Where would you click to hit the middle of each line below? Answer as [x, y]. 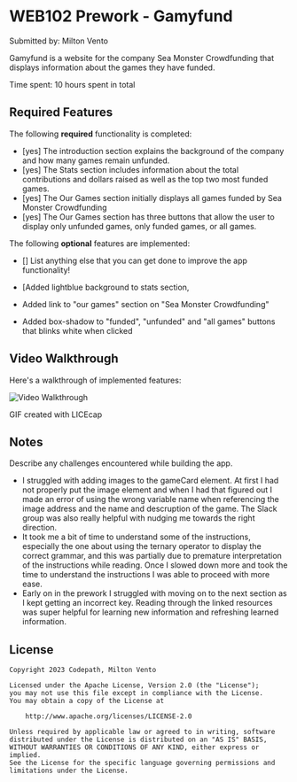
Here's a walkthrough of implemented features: [95, 380]
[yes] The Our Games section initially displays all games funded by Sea [152, 197]
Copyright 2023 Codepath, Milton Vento [83, 670]
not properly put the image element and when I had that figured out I [147, 490]
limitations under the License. [69, 771]
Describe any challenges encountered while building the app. [121, 463]
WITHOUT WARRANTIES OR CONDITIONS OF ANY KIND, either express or [134, 747]
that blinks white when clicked [77, 330]
